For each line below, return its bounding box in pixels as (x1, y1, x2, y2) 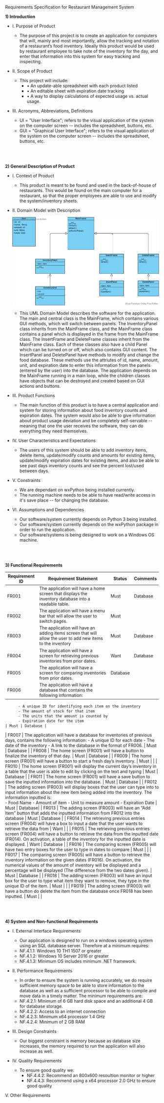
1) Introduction (5, 14, 36, 19)
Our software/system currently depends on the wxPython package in (19, 522, 159, 528)
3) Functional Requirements (5, 562, 62, 568)
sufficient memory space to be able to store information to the (19, 982, 144, 988)
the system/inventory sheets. (19, 198, 78, 204)
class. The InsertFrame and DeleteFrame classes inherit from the (19, 336, 150, 342)
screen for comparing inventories (39, 670, 106, 675)
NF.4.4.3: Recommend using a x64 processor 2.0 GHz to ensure (26, 1078, 156, 1083)
